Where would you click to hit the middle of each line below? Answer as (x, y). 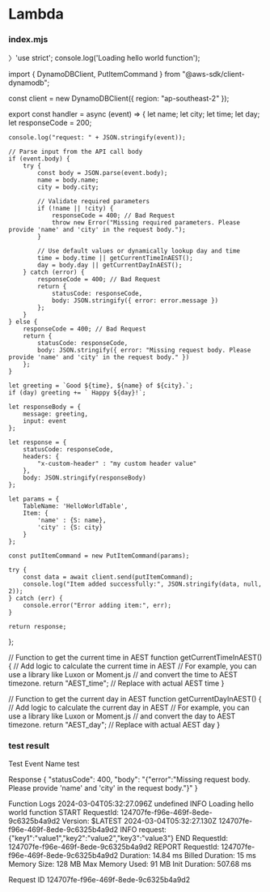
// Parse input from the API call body (76, 152)
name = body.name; (68, 180)
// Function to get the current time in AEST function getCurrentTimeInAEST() (135, 658)
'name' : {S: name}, (72, 521)
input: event (45, 421)
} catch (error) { (54, 272)
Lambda (36, 14)
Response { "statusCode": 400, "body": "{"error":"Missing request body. (129, 779)
